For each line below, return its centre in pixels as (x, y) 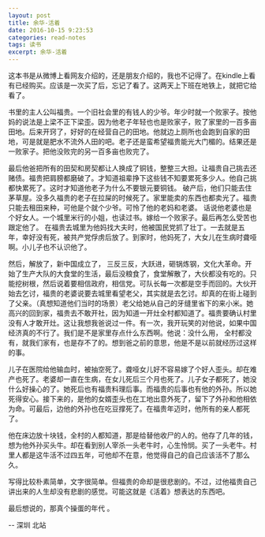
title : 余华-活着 (34, 23)
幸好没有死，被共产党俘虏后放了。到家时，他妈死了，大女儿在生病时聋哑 (139, 237)
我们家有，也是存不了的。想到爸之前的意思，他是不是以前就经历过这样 (143, 343)
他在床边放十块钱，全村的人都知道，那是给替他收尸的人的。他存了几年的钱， (132, 435)
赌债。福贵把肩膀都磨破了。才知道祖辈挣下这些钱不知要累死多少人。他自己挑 (132, 178)
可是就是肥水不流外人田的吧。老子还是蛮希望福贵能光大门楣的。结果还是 (139, 142)
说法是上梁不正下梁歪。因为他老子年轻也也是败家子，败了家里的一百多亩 (139, 122)
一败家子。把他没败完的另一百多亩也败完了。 (81, 151)
